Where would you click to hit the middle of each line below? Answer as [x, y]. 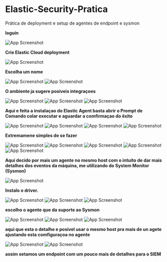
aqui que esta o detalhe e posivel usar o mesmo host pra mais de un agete [83, 229]
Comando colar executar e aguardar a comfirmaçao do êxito [69, 116]
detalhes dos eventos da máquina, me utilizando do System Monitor [77, 165]
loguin [12, 33]
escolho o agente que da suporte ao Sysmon [52, 210]
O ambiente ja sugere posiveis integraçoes [50, 91]
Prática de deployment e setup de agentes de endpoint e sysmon [72, 23]
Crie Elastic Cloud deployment [37, 52]
